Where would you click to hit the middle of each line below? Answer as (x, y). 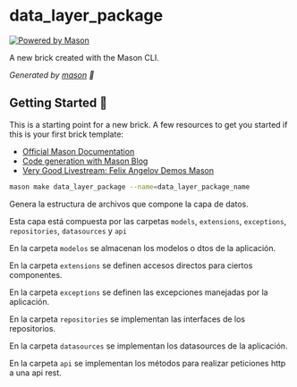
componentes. (36, 274)
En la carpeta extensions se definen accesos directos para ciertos (131, 265)
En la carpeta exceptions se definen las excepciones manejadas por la (139, 292)
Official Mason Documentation (78, 151)
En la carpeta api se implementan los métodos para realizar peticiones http (148, 363)
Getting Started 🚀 (59, 103)
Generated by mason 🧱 (52, 75)
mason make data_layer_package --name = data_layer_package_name (130, 187)
